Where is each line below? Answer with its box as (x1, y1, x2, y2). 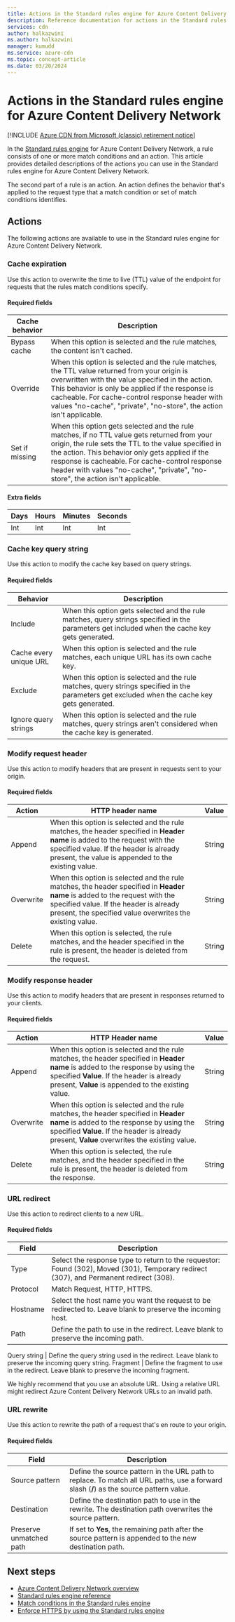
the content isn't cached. (50, 345, 133, 355)
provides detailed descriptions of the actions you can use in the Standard (7, 159, 219, 168)
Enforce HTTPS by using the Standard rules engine (17, 1607, 165, 1615)
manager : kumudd (7, 43, 55, 50)
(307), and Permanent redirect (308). (51, 1273, 175, 1282)
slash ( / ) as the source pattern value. (69, 1484, 191, 1494)
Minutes (62, 511, 91, 521)
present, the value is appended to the (50, 853, 173, 863)
